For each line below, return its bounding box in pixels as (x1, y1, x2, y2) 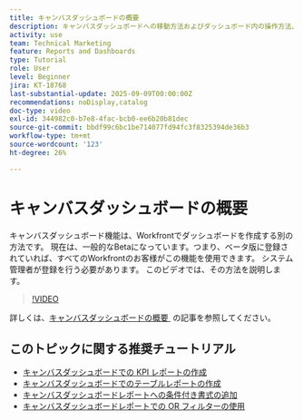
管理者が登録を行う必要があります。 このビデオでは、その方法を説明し (9, 264, 274, 275)
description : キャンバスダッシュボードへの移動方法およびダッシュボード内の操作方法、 (9, 22, 299, 31)
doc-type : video (9, 106, 71, 115)
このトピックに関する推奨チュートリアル (9, 341, 236, 357)
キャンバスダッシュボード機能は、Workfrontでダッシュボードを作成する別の (9, 230, 294, 240)
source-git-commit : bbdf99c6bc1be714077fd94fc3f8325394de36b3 (9, 123, 249, 132)
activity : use (9, 30, 64, 39)
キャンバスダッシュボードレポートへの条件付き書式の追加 (22, 389, 238, 400)
